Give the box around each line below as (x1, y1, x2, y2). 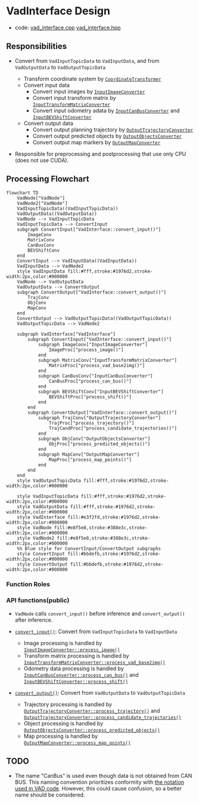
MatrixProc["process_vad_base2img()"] (48, 362, 145, 368)
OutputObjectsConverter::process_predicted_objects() (23, 727, 160, 733)
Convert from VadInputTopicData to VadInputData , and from (14, 57, 160, 64)
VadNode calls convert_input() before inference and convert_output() (14, 610, 185, 617)
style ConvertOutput (17, 561, 68, 567)
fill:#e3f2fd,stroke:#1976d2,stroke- (67, 514, 161, 520)
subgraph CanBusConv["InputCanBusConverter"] (38, 373, 153, 379)
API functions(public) (6, 596, 70, 604)
